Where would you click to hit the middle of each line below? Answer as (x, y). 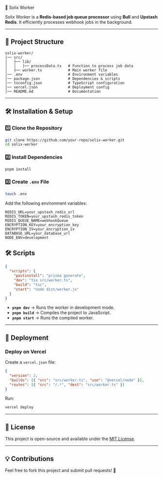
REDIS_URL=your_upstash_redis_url (40, 212)
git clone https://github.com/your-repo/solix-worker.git (65, 140)
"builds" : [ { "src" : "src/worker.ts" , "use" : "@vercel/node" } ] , (77, 380)
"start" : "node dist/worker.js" (46, 289)
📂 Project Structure (34, 42)
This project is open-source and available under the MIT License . (70, 439)
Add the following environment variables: (46, 203)
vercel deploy (19, 407)
